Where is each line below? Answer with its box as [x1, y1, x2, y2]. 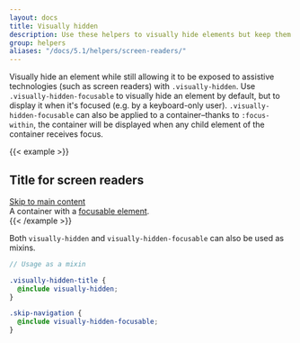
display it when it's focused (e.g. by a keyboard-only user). [9, 100, 227, 111]
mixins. [9, 242, 36, 253]
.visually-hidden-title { [9, 275, 106, 284]
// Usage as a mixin [9, 259, 87, 268]
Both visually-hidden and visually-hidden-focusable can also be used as [9, 232, 285, 243]
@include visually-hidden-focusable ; [17, 317, 159, 327]
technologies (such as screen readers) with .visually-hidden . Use [9, 81, 256, 92]
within [9, 121, 34, 131]
